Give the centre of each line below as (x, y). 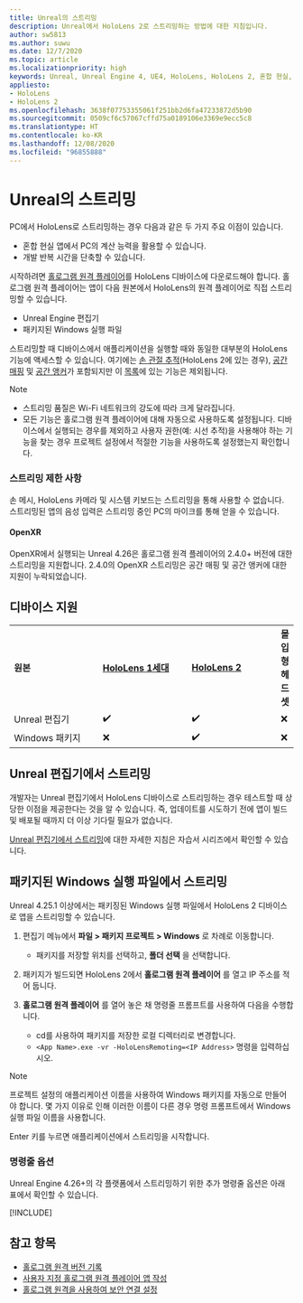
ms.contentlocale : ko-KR (56, 136)
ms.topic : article (44, 60)
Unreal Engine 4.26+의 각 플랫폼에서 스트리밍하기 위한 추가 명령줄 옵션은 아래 (147, 1183)
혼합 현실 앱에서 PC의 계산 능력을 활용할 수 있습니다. (114, 246)
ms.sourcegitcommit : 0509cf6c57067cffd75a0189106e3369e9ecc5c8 (131, 118)
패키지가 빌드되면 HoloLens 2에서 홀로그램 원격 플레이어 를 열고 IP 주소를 (151, 974)
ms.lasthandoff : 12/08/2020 (62, 144)
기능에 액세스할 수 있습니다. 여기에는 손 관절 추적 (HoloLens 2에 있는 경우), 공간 (149, 360)
